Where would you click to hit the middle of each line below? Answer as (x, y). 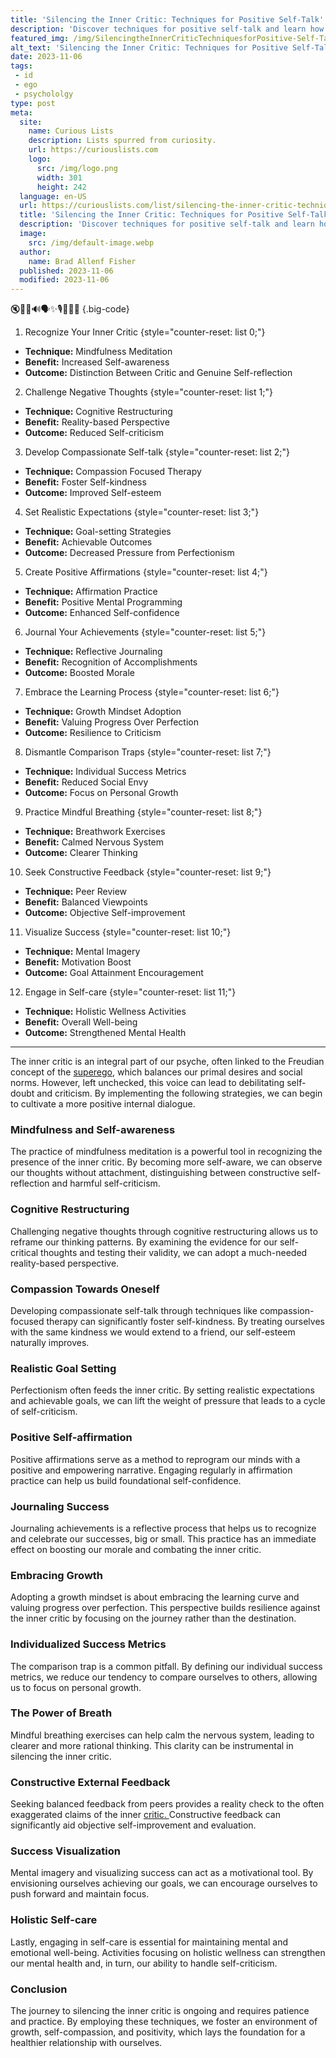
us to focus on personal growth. (76, 1687)
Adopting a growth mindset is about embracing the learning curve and (155, 1597)
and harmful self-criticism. (106, 1183)
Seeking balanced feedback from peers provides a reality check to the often (167, 1804)
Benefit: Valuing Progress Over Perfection (111, 722)
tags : (21, 66)
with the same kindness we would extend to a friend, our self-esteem (153, 1332)
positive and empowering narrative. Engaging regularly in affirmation (151, 1470)
